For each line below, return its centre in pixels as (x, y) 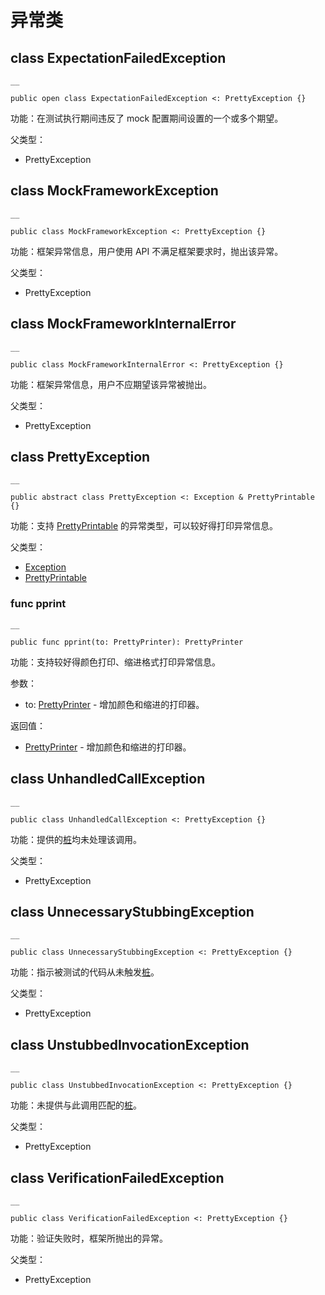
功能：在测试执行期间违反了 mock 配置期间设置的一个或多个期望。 (147, 118)
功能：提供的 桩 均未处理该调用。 (76, 839)
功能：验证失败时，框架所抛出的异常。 (89, 1238)
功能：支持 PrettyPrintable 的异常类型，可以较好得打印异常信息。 (144, 526)
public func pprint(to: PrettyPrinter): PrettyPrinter (127, 642)
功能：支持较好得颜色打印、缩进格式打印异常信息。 (115, 662)
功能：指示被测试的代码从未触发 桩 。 (85, 972)
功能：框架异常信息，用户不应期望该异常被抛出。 (111, 384)
